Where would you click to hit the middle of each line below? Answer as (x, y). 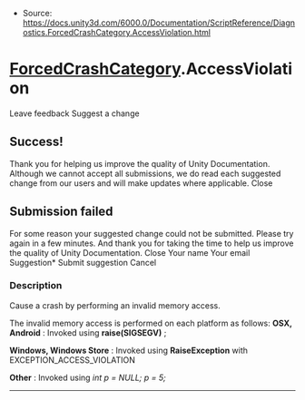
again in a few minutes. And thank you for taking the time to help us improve (152, 243)
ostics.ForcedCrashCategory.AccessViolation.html (117, 32)
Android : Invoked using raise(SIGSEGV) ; (88, 332)
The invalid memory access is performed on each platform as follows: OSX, (151, 323)
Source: (37, 13)
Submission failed (61, 212)
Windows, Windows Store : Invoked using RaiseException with (128, 350)
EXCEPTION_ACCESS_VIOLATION (73, 360)
